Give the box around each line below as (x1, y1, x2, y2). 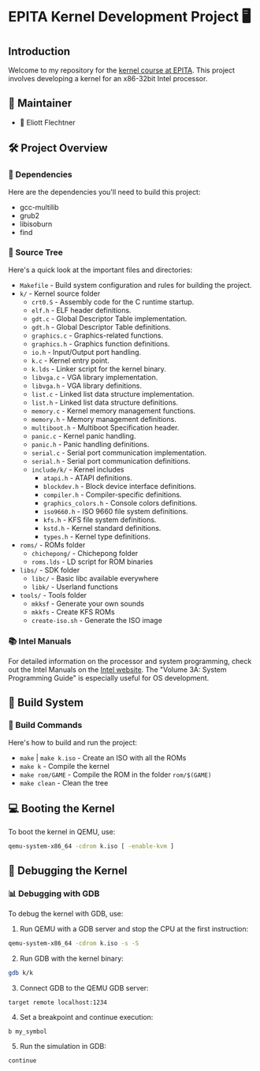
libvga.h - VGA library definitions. (31, 381, 142, 390)
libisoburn (19, 219, 53, 229)
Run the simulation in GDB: (19, 1041, 106, 1050)
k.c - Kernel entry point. (31, 356, 110, 365)
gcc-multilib (19, 202, 59, 211)
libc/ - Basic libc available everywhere (31, 573, 159, 583)
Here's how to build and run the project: (8, 737, 138, 747)
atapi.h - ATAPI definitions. (43, 472, 132, 483)
